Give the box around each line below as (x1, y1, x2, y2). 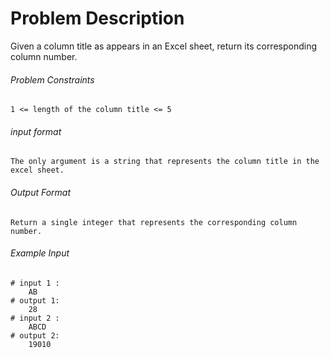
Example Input (10, 247, 70, 259)
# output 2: (10, 330, 60, 341)
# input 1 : (10, 278, 60, 288)
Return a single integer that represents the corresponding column (10, 217, 298, 227)
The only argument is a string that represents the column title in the (10, 157, 320, 167)
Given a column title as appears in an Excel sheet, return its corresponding (10, 40, 318, 52)
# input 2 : (10, 313, 60, 323)
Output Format (10, 186, 72, 198)
